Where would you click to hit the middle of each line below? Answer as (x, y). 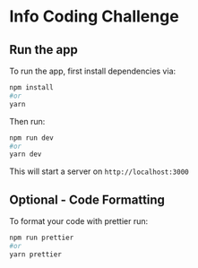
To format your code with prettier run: (79, 221)
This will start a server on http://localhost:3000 (99, 171)
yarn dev (26, 154)
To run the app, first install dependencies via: (93, 71)
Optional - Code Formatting (87, 199)
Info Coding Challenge (94, 17)
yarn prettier (36, 254)
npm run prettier (42, 238)
